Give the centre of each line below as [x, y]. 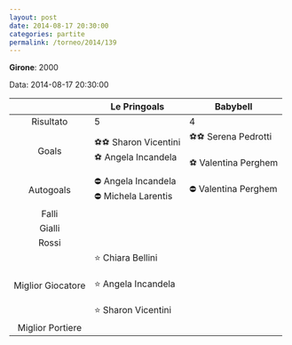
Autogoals [49, 190]
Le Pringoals [138, 107]
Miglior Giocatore [50, 285]
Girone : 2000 [34, 68]
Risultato [50, 122]
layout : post [33, 17]
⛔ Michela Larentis [134, 197]
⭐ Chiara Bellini [126, 258]
